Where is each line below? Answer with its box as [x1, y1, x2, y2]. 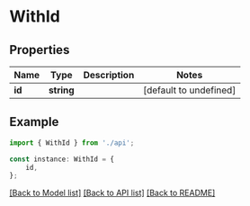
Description [83, 69, 135, 81]
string [48, 84, 75, 96]
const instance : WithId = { [9, 155, 115, 164]
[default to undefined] [142, 84, 237, 96]
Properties [9, 42, 70, 58]
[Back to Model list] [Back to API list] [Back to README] [9, 187, 216, 199]
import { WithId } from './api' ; [9, 138, 135, 148]
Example [9, 114, 59, 130]
